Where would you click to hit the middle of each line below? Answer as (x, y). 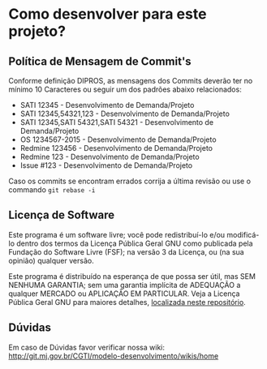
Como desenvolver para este (108, 14)
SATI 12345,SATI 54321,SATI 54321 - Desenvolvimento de (116, 122)
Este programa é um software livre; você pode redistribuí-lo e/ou (117, 234)
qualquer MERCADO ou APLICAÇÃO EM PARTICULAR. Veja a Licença (124, 294)
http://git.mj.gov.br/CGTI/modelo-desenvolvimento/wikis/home (114, 356)
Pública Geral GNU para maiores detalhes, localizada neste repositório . (127, 302)
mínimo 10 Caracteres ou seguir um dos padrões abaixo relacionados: (125, 89)
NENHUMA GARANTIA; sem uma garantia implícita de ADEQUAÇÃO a (125, 285)
